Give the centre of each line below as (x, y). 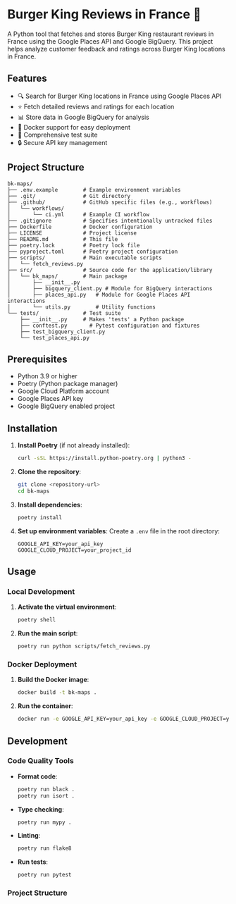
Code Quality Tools (41, 761)
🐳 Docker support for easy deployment (74, 127)
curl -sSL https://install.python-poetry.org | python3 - (104, 458)
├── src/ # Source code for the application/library (110, 270)
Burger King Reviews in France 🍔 (105, 14)
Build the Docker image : (53, 680)
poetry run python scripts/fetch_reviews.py (84, 646)
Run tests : (32, 862)
